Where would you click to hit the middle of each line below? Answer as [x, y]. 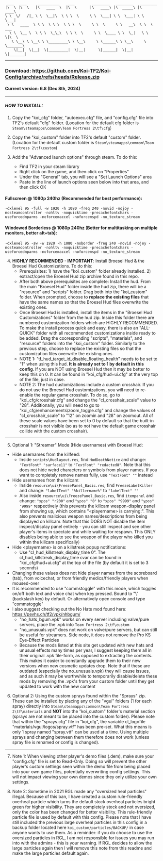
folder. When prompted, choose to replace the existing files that [84, 297]
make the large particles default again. [50, 853]
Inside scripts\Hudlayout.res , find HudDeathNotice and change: [83, 459]
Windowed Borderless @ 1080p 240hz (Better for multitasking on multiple [81, 228]
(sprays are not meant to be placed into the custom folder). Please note [83, 716]
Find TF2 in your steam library [49, 166]
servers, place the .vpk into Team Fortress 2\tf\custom [74, 624]
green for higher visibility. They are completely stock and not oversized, [84, 807]
